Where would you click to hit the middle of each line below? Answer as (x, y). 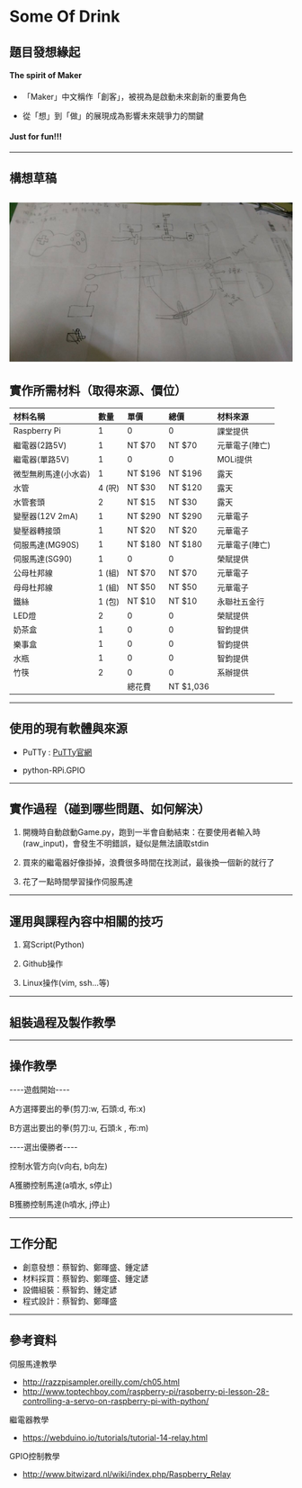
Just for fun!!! (36, 137)
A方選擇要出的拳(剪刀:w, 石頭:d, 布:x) (78, 1108)
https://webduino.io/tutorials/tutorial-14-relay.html (115, 1438)
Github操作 (43, 964)
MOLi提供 (235, 460)
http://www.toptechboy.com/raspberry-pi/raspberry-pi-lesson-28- (146, 1391)
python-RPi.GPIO (53, 770)
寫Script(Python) (53, 945)
